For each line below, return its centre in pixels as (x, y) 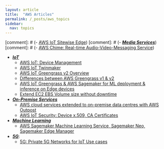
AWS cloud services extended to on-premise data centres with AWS (89, 105)
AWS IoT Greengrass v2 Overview (54, 73)
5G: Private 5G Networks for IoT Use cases (63, 142)
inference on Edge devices (47, 89)
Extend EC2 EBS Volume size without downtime (68, 94)
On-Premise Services (35, 99)
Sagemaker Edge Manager (47, 131)
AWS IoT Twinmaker (40, 68)
